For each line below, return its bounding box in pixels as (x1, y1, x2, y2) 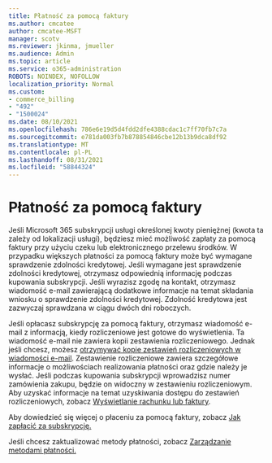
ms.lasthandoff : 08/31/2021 (8, 155, 104, 164)
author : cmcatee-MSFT (8, 27, 82, 35)
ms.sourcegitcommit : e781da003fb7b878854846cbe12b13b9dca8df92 (8, 133, 227, 141)
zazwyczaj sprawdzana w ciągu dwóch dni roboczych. (8, 303, 192, 313)
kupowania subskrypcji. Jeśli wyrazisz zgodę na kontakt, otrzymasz (8, 277, 236, 287)
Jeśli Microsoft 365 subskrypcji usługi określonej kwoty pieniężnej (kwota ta (8, 225, 264, 235)
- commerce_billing (8, 95, 75, 103)
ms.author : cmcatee (8, 20, 75, 28)
